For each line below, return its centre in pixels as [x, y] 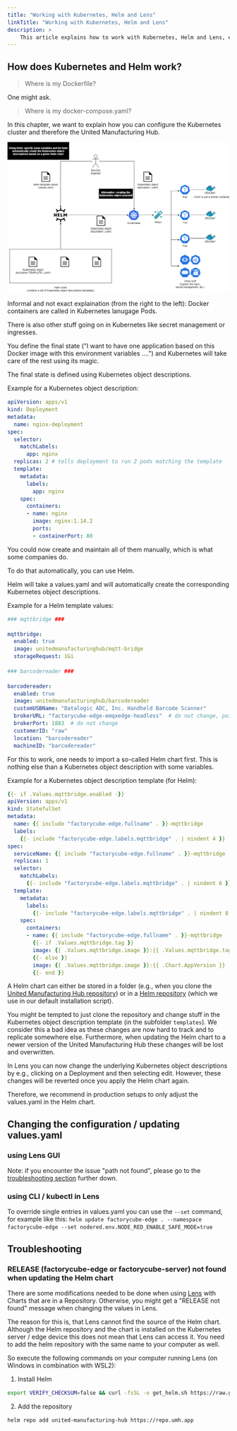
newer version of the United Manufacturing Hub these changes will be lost [115, 1045]
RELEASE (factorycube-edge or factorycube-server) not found [117, 1269]
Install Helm [35, 1380]
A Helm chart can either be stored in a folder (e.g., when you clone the [110, 986]
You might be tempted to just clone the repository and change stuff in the [114, 1015]
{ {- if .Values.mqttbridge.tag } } [83, 943]
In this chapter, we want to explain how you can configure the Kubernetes [114, 125]
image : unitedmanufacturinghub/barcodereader [82, 701]
